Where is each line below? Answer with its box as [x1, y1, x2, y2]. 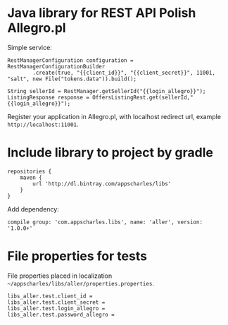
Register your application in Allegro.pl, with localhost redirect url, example [7, 112, 222, 121]
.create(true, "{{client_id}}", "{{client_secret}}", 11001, [32, 69, 216, 76]
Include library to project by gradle [7, 145, 213, 161]
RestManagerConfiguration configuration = [7, 56, 134, 64]
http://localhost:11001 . [7, 120, 79, 128]
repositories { [7, 168, 52, 175]
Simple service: [7, 43, 53, 51]
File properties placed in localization [7, 271, 113, 280]
